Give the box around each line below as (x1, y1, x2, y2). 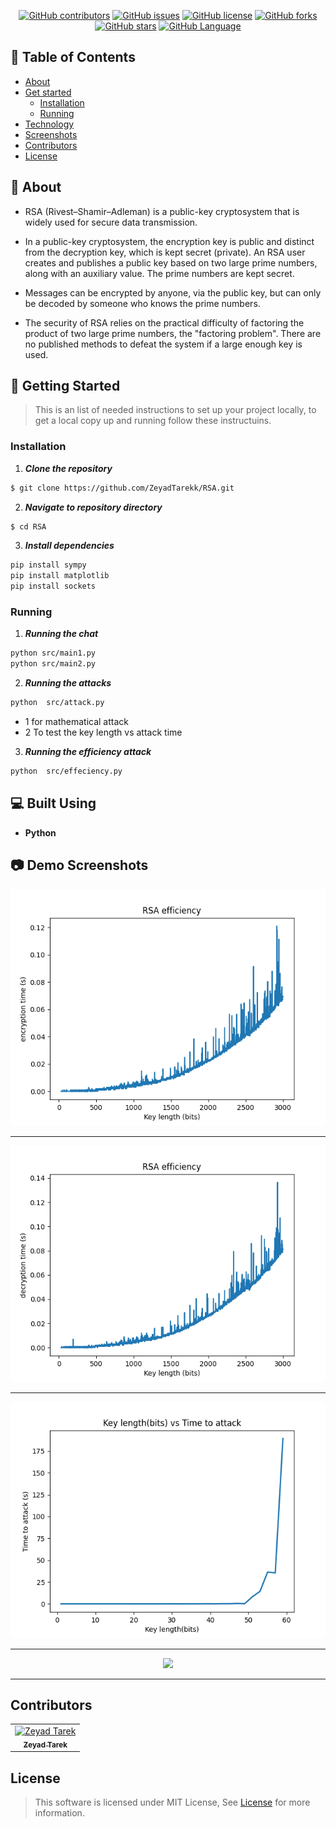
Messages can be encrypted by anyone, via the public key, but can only (24, 286, 322, 299)
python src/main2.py (10, 659, 97, 669)
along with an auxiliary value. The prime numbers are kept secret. (24, 267, 295, 279)
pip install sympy (10, 560, 87, 570)
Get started (24, 86, 72, 98)
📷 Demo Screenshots (10, 857, 149, 874)
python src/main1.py (10, 648, 97, 659)
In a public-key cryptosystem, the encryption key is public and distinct (24, 235, 315, 247)
